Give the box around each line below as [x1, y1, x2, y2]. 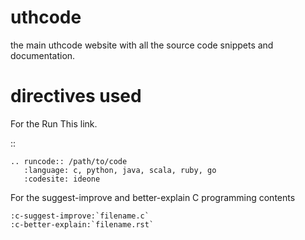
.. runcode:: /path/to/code [10, 156, 128, 166]
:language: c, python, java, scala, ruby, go [23, 165, 217, 175]
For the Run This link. [10, 117, 98, 130]
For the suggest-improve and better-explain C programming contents [10, 191, 296, 203]
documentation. [10, 49, 76, 61]
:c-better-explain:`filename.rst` [10, 219, 155, 230]
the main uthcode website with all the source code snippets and [10, 39, 274, 51]
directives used [10, 85, 142, 108]
